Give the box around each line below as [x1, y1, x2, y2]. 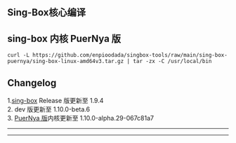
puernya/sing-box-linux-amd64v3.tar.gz [7, 58, 124, 65]
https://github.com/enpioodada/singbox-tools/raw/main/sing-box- [32, 52, 228, 59]
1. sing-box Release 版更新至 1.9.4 [7, 97, 104, 105]
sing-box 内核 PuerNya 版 [7, 32, 122, 44]
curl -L [7, 52, 30, 59]
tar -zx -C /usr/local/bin [133, 58, 212, 65]
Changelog [7, 76, 57, 89]
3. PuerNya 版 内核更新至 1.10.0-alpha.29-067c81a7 [7, 114, 155, 123]
